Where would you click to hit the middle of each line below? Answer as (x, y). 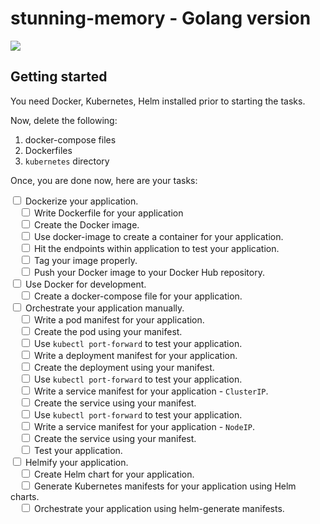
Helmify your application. (76, 462)
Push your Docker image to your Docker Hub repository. (149, 272)
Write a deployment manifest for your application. (135, 355)
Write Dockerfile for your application (108, 213)
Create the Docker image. (86, 224)
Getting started (59, 77)
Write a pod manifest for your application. (119, 319)
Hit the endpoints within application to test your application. (156, 248)
